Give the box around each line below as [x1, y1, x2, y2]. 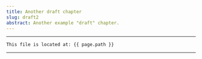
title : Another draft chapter [6, 8, 82, 15]
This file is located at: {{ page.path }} [6, 42, 114, 48]
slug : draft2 [6, 14, 39, 20]
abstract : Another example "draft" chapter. [6, 20, 120, 26]
